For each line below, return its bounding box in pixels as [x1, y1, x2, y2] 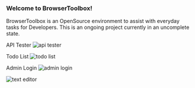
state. [6, 30, 20, 37]
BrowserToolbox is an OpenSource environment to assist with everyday [6, 18, 180, 25]
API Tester [6, 41, 31, 48]
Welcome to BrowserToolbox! [6, 4, 93, 12]
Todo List [6, 53, 29, 60]
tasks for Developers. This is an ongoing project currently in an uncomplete [6, 24, 190, 31]
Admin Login [6, 64, 37, 71]
